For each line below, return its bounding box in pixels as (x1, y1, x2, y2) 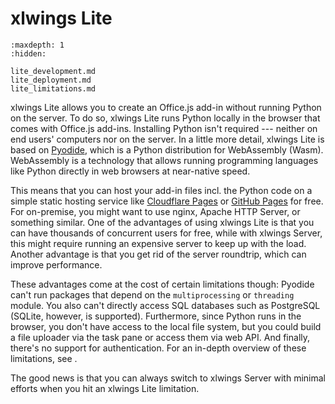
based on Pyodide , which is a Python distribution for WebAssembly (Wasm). (10, 143, 324, 156)
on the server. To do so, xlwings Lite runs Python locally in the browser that (10, 112, 321, 124)
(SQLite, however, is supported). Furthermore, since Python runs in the (10, 310, 302, 322)
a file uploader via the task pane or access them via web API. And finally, (10, 331, 311, 343)
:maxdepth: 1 (10, 40, 65, 50)
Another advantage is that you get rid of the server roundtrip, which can (10, 248, 307, 260)
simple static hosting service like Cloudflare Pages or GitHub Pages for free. (10, 195, 324, 207)
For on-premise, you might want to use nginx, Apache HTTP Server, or (10, 205, 301, 217)
